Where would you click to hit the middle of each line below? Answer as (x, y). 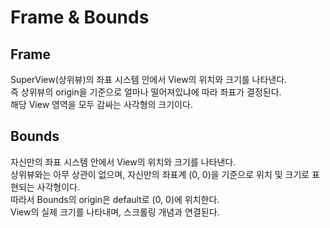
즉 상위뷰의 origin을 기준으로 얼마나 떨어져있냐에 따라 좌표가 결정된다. (146, 92)
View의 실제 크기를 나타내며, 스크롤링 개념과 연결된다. (115, 212)
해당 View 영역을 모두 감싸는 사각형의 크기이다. (101, 104)
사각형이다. (58, 187)
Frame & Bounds (80, 17)
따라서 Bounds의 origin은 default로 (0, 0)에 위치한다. (115, 199)
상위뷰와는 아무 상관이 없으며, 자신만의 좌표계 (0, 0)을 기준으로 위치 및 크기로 (160, 174)
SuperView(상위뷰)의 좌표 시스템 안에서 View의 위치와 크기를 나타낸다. (149, 79)
